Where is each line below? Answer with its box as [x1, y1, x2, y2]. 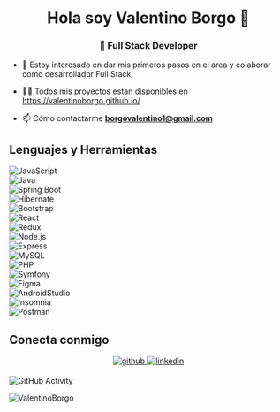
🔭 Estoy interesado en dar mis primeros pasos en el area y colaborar [21, 59, 271, 70]
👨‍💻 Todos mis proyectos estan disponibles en [21, 86, 188, 96]
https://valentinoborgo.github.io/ [21, 95, 141, 106]
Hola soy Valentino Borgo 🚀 [47, 8, 250, 28]
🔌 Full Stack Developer [99, 40, 198, 52]
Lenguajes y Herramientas [9, 141, 158, 157]
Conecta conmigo [9, 332, 110, 347]
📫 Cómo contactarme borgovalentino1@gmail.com [21, 113, 214, 124]
